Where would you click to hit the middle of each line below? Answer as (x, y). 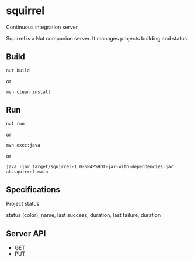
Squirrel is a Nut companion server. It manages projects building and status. (97, 38)
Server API (26, 234)
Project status (23, 204)
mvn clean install (28, 92)
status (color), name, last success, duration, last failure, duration (84, 215)
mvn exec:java (23, 145)
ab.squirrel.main (27, 172)
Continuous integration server (42, 27)
